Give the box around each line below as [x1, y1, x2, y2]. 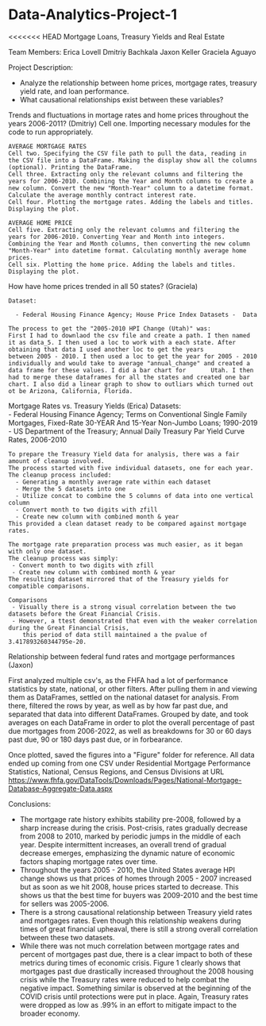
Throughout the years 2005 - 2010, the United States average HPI [19, 865, 236, 874]
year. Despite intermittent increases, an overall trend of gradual [19, 839, 226, 849]
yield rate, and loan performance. [19, 86, 129, 96]
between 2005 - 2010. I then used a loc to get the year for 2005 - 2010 [8, 352, 258, 361]
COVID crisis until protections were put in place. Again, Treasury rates [19, 991, 249, 1001]
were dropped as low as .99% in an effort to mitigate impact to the [19, 1000, 237, 1009]
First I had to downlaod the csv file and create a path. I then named [8, 331, 250, 339]
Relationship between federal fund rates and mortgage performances [8, 651, 236, 661]
